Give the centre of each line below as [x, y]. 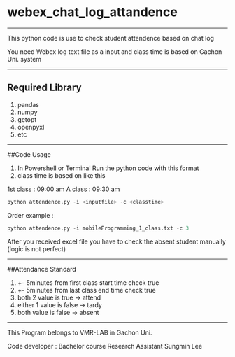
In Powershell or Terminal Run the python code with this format [108, 168]
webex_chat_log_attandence [93, 12]
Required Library [44, 88]
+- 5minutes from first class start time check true [88, 282]
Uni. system [24, 59]
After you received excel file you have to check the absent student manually [116, 241]
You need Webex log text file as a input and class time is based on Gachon [115, 51]
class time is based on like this [61, 175]
